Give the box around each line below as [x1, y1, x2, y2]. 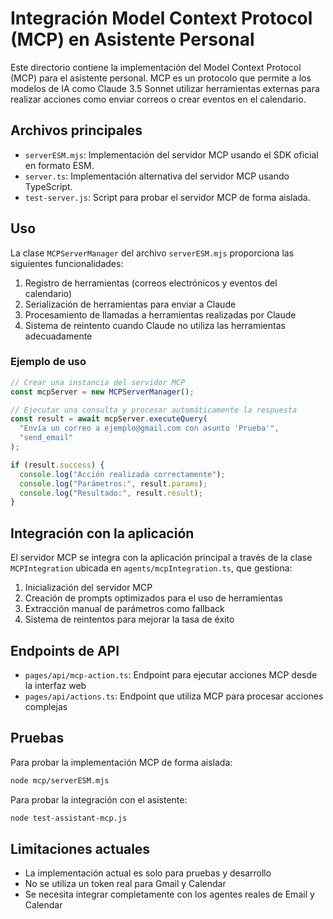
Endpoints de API [10, 642, 120, 659]
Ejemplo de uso [10, 355, 87, 369]
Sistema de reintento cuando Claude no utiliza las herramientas [24, 319, 286, 331]
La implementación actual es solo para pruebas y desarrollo [24, 867, 272, 879]
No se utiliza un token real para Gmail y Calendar [24, 878, 227, 890]
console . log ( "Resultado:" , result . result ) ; [19, 488, 203, 498]
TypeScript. [24, 180, 73, 192]
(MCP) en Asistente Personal [10, 28, 255, 51]
